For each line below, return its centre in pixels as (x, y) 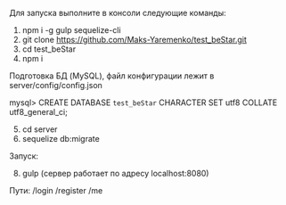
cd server (40, 129)
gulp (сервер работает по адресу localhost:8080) (115, 173)
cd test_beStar (49, 49)
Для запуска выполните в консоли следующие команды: (118, 13)
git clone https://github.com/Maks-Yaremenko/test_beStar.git (135, 40)
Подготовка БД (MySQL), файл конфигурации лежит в (112, 76)
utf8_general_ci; (39, 112)
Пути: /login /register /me (56, 190)
